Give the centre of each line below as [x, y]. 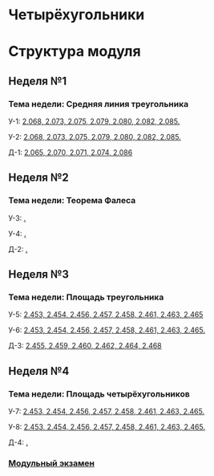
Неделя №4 [39, 371]
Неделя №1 [38, 81]
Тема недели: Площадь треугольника [86, 297]
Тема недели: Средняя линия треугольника [99, 104]
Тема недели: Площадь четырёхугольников [99, 393]
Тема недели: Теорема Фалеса [72, 201]
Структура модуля [75, 52]
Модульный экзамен [51, 463]
